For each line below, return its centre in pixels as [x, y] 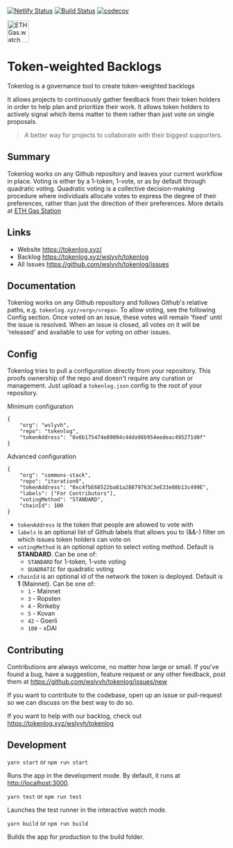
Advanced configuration [42, 456]
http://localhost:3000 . [38, 783]
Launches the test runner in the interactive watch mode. [87, 810]
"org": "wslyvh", [45, 425]
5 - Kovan [41, 614]
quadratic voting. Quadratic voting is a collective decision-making [101, 189]
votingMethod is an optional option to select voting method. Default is [115, 547]
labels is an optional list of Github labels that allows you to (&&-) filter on [121, 532]
